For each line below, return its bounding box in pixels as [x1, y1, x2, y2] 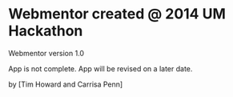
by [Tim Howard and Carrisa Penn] [8, 79, 123, 89]
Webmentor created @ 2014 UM [8, 5, 226, 23]
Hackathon [8, 22, 83, 40]
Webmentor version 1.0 [8, 48, 85, 58]
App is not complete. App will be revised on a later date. [8, 63, 193, 73]
